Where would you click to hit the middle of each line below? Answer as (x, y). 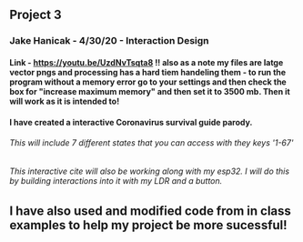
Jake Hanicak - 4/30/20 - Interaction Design (109, 41)
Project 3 (35, 15)
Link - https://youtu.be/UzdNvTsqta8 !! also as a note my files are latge (146, 62)
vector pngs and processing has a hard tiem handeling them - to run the (148, 72)
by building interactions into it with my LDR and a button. (116, 180)
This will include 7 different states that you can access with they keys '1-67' (151, 143)
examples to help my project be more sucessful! (149, 225)
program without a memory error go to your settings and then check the (148, 82)
